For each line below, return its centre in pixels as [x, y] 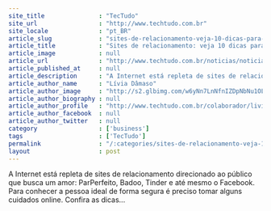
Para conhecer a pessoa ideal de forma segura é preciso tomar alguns [125, 192]
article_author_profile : [56, 106]
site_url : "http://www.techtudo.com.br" [108, 23]
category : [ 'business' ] [79, 129]
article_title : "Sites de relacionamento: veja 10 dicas [128, 46]
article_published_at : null [65, 69]
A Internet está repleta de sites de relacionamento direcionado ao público [130, 174]
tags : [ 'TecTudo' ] [77, 136]
